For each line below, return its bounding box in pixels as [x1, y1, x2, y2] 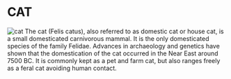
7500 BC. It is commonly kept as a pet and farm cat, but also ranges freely [7, 56, 221, 64]
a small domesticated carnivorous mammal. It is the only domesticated [7, 34, 209, 42]
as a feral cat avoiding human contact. [7, 64, 117, 72]
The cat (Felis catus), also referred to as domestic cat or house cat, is [24, 27, 224, 35]
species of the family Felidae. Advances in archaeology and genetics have [7, 42, 221, 50]
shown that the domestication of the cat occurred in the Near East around [7, 49, 218, 58]
